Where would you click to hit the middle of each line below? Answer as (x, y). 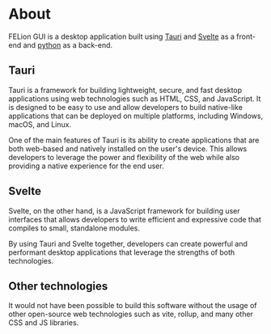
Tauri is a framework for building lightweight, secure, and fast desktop (125, 90)
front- (246, 36)
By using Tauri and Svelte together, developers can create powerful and (128, 243)
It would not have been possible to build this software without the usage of (133, 306)
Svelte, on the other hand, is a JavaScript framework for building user (124, 210)
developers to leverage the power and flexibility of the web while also (124, 157)
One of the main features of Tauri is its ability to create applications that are (134, 140)
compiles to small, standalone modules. (74, 228)
